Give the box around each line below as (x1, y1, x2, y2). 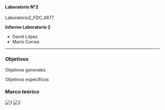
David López (12, 34, 38, 40)
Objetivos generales (5, 66, 46, 73)
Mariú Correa (12, 39, 39, 45)
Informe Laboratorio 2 (5, 24, 51, 30)
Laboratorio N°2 (5, 4, 39, 10)
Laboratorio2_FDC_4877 (5, 15, 54, 21)
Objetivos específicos (5, 76, 49, 82)
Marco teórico (5, 88, 39, 95)
